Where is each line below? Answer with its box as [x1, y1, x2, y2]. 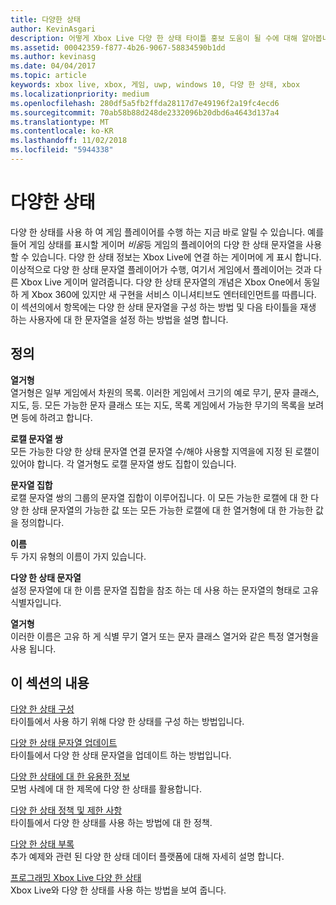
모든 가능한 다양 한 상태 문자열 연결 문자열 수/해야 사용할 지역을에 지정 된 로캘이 [10, 445, 320, 457]
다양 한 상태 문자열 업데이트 [10, 737, 118, 749]
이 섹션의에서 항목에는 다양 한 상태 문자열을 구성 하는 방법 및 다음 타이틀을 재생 [10, 301, 317, 313]
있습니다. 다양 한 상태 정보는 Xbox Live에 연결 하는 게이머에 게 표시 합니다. [31, 251, 322, 263]
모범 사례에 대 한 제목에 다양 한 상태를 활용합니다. [10, 783, 203, 795]
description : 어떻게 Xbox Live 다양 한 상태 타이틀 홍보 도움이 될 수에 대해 [10, 33, 298, 43]
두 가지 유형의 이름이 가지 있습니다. [10, 550, 147, 562]
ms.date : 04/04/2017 [10, 61, 97, 71]
